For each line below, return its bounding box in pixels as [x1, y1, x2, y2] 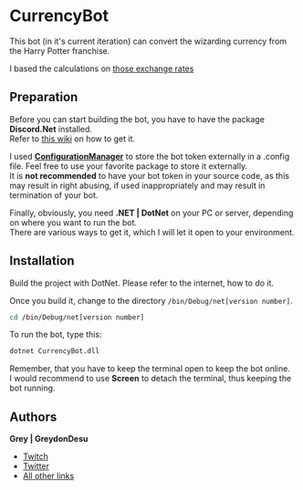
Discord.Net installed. [9, 123, 93, 134]
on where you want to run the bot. [9, 216, 138, 228]
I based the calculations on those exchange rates [9, 63, 194, 74]
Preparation [9, 89, 78, 105]
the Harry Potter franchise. [9, 45, 110, 56]
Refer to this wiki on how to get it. [9, 133, 135, 144]
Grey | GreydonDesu [9, 433, 89, 444]
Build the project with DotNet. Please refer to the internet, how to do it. [9, 277, 275, 288]
